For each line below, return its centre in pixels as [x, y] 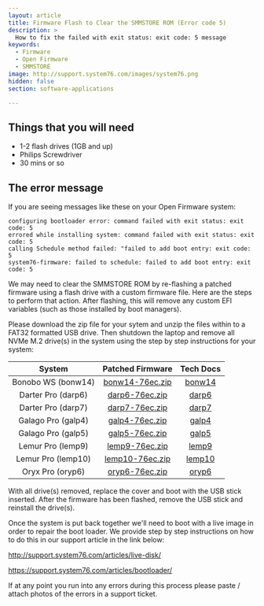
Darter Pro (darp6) [53, 395]
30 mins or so [42, 163]
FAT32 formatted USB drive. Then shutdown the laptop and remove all [121, 333]
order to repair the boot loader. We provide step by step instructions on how [131, 531]
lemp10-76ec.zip [138, 459]
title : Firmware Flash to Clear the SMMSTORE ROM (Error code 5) [117, 23]
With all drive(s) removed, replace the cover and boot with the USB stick [125, 491]
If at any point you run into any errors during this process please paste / [125, 586]
